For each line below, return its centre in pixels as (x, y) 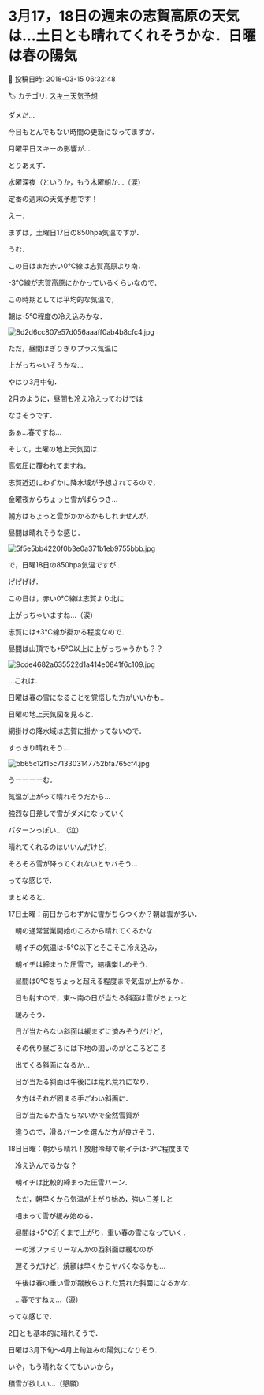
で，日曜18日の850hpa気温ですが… (65, 564)
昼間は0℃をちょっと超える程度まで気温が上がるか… (100, 981)
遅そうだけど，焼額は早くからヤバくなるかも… (90, 1266)
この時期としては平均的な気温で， (63, 299)
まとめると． (29, 897)
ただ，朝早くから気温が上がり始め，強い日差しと (94, 1199)
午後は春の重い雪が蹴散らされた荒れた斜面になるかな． (104, 1282)
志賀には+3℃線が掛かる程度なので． (68, 631)
